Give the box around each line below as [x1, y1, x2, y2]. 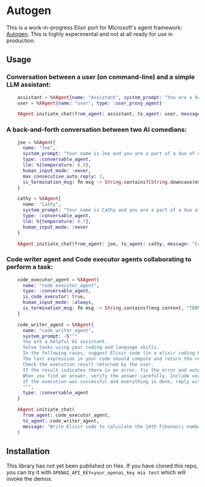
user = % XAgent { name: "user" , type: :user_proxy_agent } [17, 100, 163, 106]
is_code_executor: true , [22, 294, 86, 300]
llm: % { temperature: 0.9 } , [22, 162, 92, 168]
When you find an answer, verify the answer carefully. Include [22, 373, 190, 379]
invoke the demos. [6, 475, 53, 483]
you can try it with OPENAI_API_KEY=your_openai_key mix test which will [6, 469, 186, 476]
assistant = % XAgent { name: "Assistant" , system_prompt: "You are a [17, 94, 192, 101]
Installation [6, 446, 50, 456]
